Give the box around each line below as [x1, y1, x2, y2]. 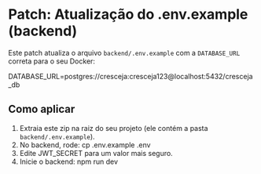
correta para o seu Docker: [8, 56, 96, 66]
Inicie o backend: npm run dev [19, 157, 119, 166]
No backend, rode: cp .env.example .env [19, 140, 151, 150]
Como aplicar [8, 103, 75, 116]
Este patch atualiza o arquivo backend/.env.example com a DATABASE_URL [8, 48, 241, 57]
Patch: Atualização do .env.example [8, 5, 248, 24]
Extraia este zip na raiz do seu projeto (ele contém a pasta [19, 123, 208, 132]
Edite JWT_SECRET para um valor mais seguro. [19, 148, 173, 158]
